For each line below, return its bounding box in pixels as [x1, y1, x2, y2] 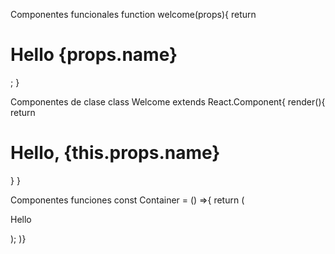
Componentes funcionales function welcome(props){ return [10, 9, 257, 20]
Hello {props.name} [10, 44, 178, 66]
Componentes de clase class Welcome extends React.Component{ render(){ [10, 95, 326, 108]
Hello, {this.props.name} [10, 142, 221, 164]
